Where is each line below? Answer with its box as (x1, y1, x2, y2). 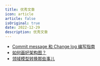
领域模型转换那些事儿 (12, 56, 55, 61)
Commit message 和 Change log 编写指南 (12, 44, 96, 49)
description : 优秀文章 (5, 30, 48, 34)
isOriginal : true (5, 20, 40, 26)
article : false (5, 16, 36, 21)
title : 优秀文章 (5, 7, 35, 12)
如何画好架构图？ (12, 49, 47, 55)
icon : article (5, 12, 34, 16)
